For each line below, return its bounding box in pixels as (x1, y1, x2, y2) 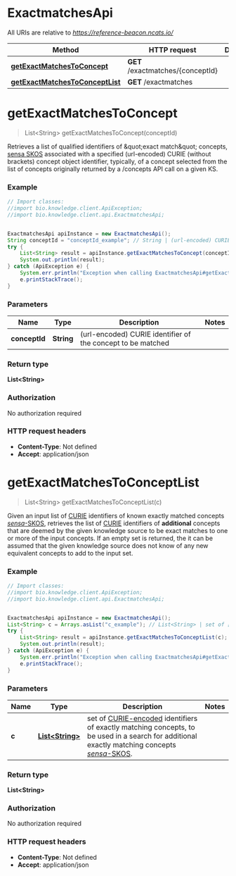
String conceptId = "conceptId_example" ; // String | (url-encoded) (7, 237, 212, 244)
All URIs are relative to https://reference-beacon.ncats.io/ (7, 28, 173, 37)
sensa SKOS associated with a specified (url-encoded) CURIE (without (7, 149, 211, 158)
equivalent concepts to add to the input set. (7, 549, 133, 557)
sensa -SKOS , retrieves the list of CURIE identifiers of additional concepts (7, 519, 221, 527)
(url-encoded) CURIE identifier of (80, 329, 191, 339)
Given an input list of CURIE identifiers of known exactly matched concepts (7, 511, 225, 520)
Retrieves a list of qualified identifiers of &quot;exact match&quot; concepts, (7, 142, 228, 151)
